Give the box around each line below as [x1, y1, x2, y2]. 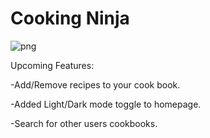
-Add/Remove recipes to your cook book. [10, 78, 181, 91]
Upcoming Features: [10, 59, 95, 71]
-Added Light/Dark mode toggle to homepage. [10, 98, 202, 110]
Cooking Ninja [10, 7, 130, 30]
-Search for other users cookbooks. [10, 117, 158, 129]
